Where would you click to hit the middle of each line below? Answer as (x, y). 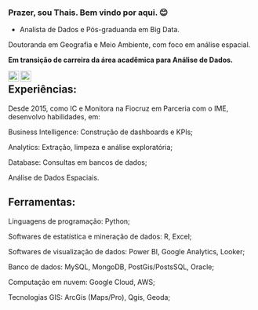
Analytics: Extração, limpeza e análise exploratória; (91, 147)
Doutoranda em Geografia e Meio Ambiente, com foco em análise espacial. (129, 45)
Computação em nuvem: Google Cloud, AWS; (82, 282)
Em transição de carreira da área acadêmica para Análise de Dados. (121, 60)
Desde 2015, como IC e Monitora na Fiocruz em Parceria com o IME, (118, 108)
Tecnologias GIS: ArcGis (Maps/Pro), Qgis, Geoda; (89, 297)
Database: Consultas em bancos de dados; (78, 162)
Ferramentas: (42, 202)
